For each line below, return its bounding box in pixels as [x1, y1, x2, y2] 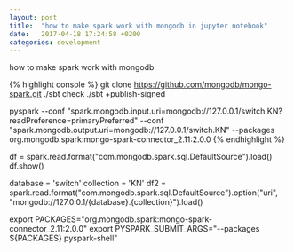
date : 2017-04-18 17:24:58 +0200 [9, 29, 141, 38]
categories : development [9, 37, 101, 47]
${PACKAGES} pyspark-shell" [9, 232, 118, 244]
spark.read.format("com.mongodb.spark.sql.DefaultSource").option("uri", [9, 187, 278, 198]
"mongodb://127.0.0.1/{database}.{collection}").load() [9, 197, 203, 208]
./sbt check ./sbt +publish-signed [43, 89, 166, 99]
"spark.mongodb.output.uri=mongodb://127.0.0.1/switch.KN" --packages [9, 125, 275, 136]
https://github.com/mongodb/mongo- [133, 79, 272, 90]
